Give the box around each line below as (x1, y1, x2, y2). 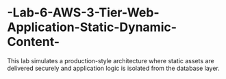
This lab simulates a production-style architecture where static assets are (7, 56, 214, 65)
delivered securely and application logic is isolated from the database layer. (7, 64, 221, 72)
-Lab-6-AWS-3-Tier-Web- (7, 5, 160, 21)
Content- (7, 34, 60, 49)
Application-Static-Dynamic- (7, 19, 177, 35)
